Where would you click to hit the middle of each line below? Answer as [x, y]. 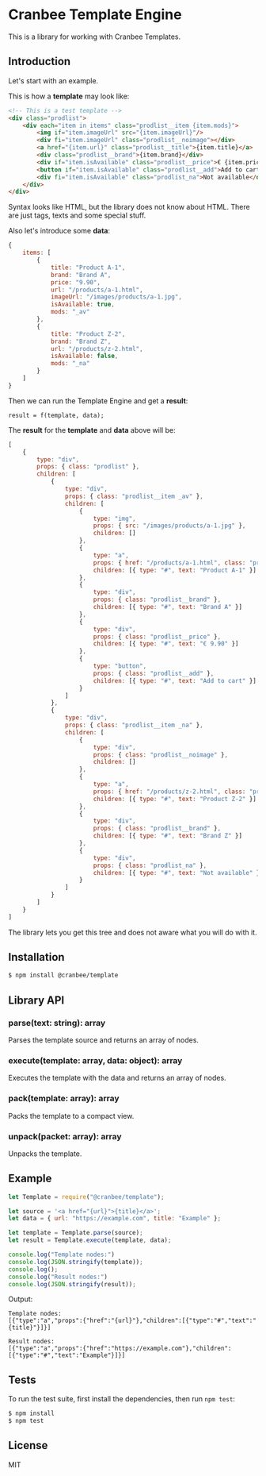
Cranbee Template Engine [95, 15]
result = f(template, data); [56, 415]
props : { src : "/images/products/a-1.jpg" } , [169, 526]
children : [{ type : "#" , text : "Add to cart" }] [175, 680]
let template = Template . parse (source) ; [76, 1233]
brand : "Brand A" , [81, 275]
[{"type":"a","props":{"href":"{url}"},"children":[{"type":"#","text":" [133, 1321]
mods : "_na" [70, 364]
